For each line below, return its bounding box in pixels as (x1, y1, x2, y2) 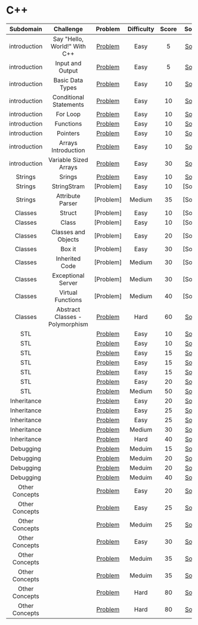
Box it (60, 245, 77, 253)
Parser (59, 199, 78, 207)
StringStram (51, 182, 85, 190)
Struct (60, 209, 77, 217)
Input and (55, 59, 81, 67)
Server (58, 278, 78, 287)
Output (58, 66, 78, 74)
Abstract (56, 305, 81, 313)
